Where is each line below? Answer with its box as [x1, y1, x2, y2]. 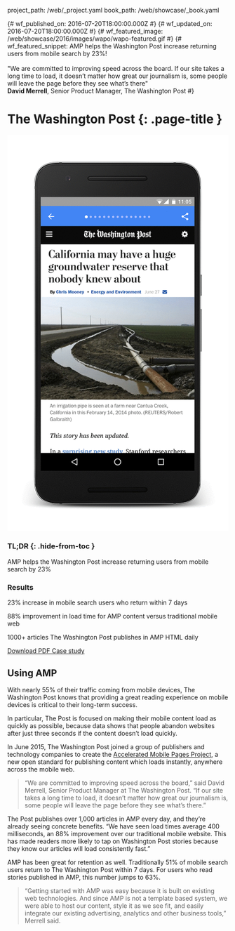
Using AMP [7, 667, 58, 679]
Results [7, 582, 34, 592]
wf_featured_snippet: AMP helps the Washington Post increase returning [7, 42, 217, 50]
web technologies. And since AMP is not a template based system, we [24, 894, 228, 902]
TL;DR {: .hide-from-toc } [7, 541, 95, 551]
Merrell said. [24, 916, 61, 925]
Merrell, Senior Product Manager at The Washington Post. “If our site [24, 786, 224, 794]
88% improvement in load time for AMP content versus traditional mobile [7, 612, 217, 621]
